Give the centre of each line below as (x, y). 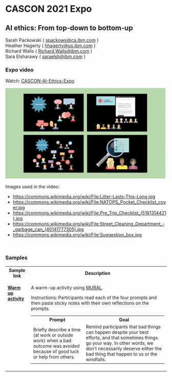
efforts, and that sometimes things (122, 338)
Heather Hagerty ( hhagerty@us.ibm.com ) (50, 46)
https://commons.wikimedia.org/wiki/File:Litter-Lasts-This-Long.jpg (84, 196)
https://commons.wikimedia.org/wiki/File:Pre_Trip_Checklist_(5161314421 (89, 213)
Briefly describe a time (57, 329)
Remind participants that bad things (123, 327)
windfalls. (96, 360)
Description (98, 273)
